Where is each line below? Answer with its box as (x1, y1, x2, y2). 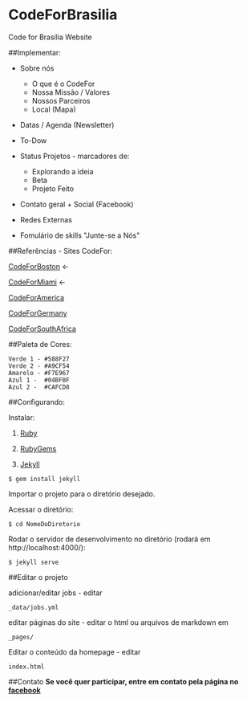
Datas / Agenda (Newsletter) (19, 120, 115, 129)
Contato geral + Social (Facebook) (19, 199, 134, 209)
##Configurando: (8, 397, 66, 406)
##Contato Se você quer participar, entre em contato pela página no (8, 676, 239, 686)
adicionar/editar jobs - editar (8, 588, 103, 598)
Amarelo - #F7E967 (8, 369, 70, 377)
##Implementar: (8, 47, 62, 57)
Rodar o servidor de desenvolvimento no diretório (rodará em (8, 534, 211, 544)
